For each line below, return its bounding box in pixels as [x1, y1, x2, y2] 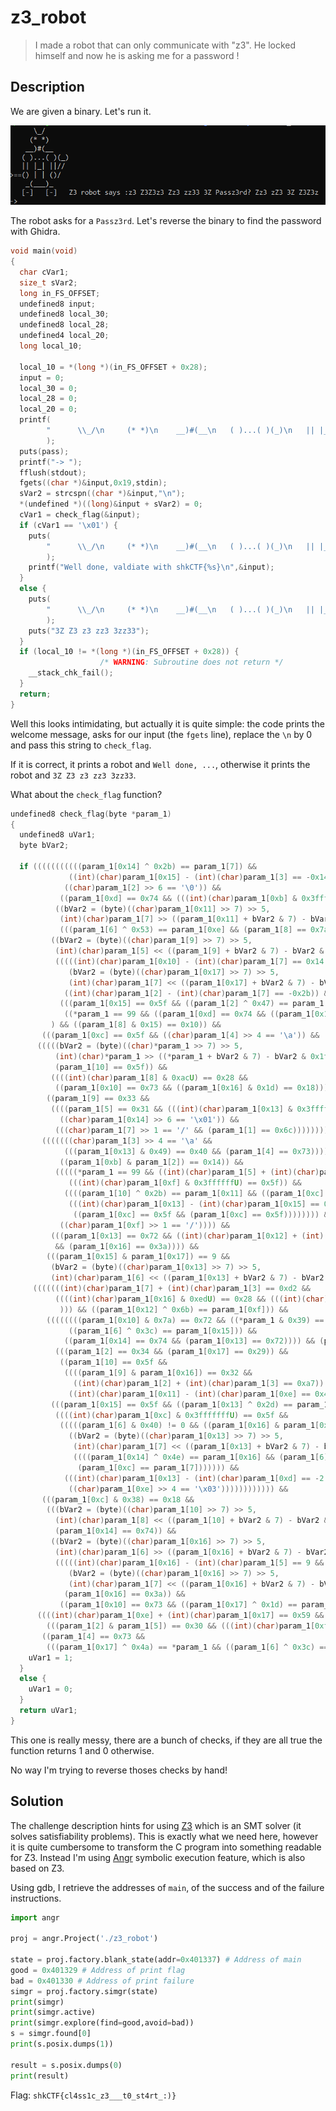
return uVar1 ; [19, 1706, 78, 1716]
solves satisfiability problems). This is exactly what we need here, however [10, 1830, 319, 1842]
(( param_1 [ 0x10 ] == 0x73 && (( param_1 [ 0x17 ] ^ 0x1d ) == [59, 1600, 298, 1610]
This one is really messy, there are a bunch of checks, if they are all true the [10, 1734, 323, 1746]
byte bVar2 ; [19, 841, 70, 851]
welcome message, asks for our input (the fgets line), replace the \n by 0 [10, 728, 313, 740]
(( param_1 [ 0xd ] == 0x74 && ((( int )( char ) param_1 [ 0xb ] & [59, 893, 298, 903]
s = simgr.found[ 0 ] [10, 2029, 92, 2039]
